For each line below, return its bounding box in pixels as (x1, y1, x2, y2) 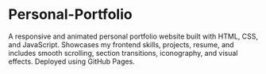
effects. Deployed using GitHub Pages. (8, 57, 135, 66)
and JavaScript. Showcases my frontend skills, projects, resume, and (8, 39, 234, 49)
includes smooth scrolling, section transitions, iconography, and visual (8, 48, 238, 57)
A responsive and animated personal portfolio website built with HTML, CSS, (8, 31, 258, 41)
